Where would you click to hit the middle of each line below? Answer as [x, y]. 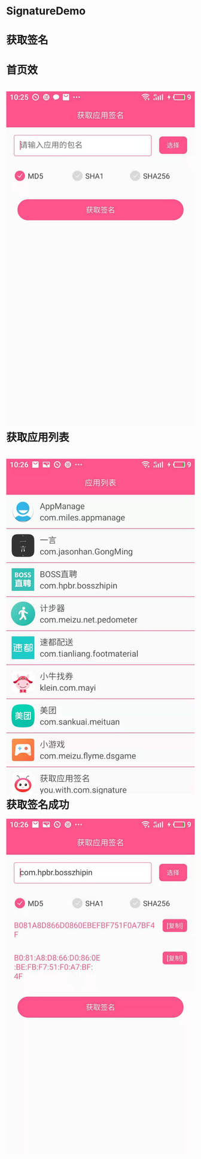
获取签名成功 [38, 805]
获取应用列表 [38, 437]
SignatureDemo [46, 11]
